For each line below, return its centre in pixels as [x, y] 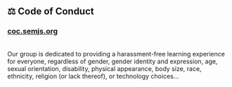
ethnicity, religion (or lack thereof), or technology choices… [93, 76]
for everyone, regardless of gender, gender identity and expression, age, [112, 61]
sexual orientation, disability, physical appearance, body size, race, [104, 68]
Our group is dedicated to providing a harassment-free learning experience [116, 54]
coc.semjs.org [33, 31]
